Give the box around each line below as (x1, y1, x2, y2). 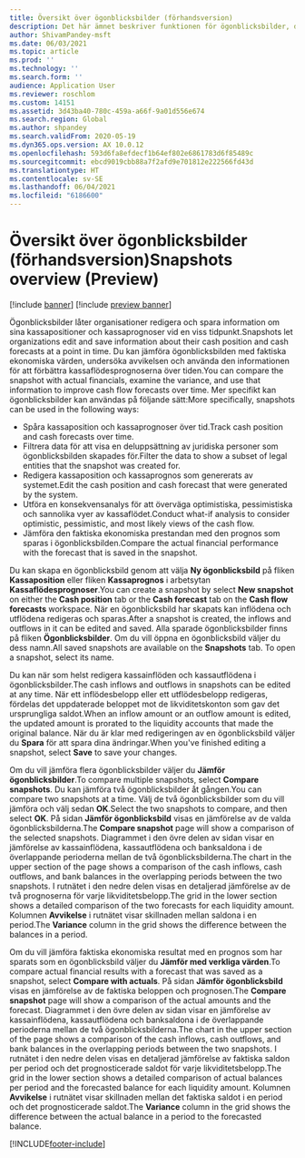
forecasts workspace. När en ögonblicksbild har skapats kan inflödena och (9, 603, 291, 615)
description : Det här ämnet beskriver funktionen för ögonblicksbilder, (9, 22, 290, 31)
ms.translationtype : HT (9, 166, 100, 175)
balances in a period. (9, 929, 88, 940)
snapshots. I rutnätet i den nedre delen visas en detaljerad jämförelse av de (9, 880, 290, 891)
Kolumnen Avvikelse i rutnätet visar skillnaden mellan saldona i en (9, 909, 257, 920)
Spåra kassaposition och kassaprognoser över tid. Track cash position (22, 421, 283, 432)
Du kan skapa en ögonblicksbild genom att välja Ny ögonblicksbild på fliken (9, 564, 295, 575)
